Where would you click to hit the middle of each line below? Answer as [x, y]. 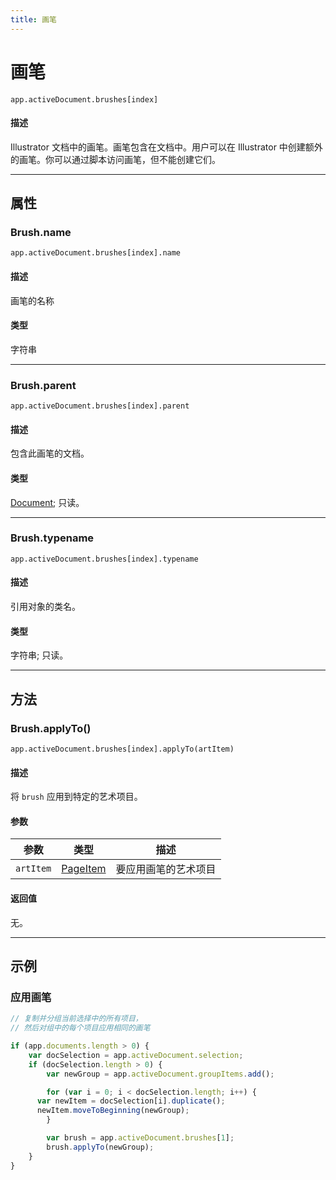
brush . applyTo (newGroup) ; [100, 1147]
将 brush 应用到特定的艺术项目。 [76, 797]
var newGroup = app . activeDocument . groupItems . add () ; [160, 1074]
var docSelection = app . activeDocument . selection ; [136, 1055]
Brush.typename [52, 538]
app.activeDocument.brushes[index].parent [100, 406]
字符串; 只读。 [39, 655]
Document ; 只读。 [47, 502]
